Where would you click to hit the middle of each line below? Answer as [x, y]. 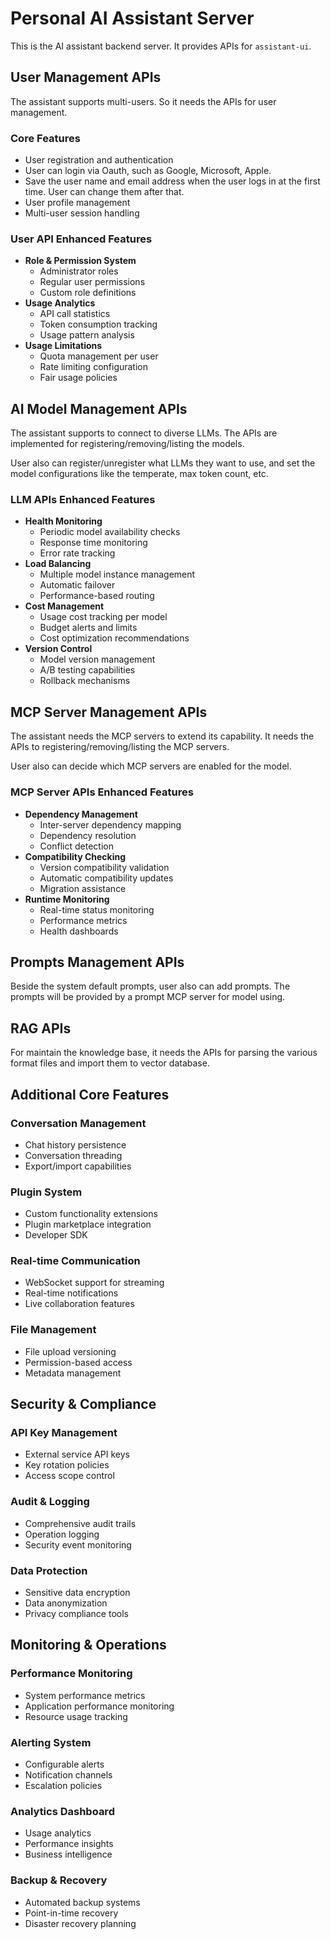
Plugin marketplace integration [88, 1224]
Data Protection [49, 1570]
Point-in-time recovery [71, 1913]
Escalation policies [63, 1786]
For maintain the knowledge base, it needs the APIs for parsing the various [164, 1053]
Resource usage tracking [76, 1716]
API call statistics [75, 314]
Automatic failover [77, 585]
